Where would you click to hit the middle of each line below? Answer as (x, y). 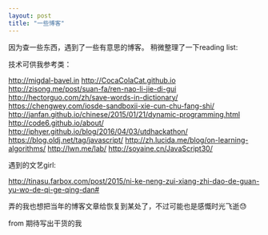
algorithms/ (27, 148)
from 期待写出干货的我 (45, 223)
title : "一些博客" (37, 23)
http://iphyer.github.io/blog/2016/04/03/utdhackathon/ (98, 131)
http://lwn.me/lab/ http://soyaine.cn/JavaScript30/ (130, 148)
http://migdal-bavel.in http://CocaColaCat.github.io (92, 80)
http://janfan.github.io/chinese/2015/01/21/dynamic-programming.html (124, 114)
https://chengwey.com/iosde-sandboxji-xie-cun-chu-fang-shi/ (111, 106)
